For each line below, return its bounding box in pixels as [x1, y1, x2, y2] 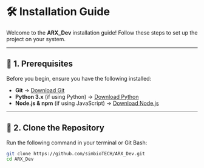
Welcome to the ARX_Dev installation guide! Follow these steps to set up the [6, 29, 199, 36]
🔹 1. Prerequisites [6, 59, 73, 69]
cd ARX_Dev [6, 156, 34, 163]
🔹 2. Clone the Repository [6, 123, 104, 133]
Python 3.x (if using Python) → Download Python [15, 93, 139, 100]
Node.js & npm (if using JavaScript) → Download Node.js [15, 99, 159, 107]
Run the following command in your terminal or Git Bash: [6, 139, 148, 146]
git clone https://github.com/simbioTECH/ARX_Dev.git [6, 150, 146, 156]
